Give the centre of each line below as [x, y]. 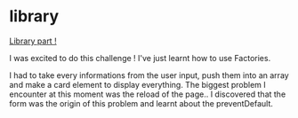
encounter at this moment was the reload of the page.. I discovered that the [148, 94]
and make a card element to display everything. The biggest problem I [138, 84]
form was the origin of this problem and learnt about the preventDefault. [141, 103]
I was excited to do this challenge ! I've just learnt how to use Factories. [140, 58]
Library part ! [33, 41]
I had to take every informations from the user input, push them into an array [149, 75]
